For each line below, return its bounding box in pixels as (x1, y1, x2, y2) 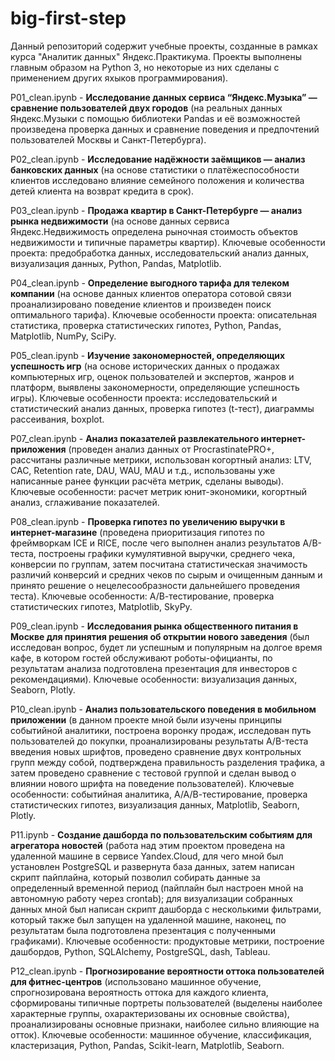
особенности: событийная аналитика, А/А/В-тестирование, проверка (10, 788, 308, 800)
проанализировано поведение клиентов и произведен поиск (10, 298, 272, 310)
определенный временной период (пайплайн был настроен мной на (10, 882, 304, 894)
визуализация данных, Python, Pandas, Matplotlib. (10, 257, 222, 269)
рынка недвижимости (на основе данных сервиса (10, 215, 230, 227)
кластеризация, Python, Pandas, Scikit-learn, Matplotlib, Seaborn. (10, 1039, 285, 1051)
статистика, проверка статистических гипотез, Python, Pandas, (10, 319, 282, 331)
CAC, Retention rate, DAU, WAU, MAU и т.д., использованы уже (10, 464, 276, 476)
